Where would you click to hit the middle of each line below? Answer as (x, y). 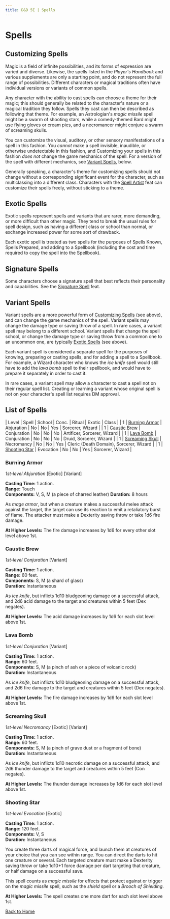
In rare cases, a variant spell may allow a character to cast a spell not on (81, 383)
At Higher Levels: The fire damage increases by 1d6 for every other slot (80, 531)
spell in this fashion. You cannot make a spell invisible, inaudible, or (76, 145)
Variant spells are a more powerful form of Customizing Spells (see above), (84, 315)
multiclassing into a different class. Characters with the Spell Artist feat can (84, 182)
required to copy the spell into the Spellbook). (53, 253)
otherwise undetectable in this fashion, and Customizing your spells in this (83, 151)
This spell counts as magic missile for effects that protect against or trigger (84, 881)
